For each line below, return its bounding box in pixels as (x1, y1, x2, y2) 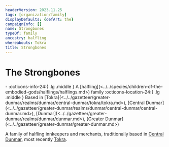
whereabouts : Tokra (5, 40, 47, 45)
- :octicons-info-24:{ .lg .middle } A (5, 83, 79, 89)
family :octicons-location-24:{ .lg (91, 89, 160, 95)
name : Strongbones (5, 26, 44, 31)
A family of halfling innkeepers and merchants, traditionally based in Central (5, 131, 164, 137)
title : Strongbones (5, 45, 47, 50)
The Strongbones (5, 67, 80, 78)
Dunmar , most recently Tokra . (5, 136, 67, 142)
